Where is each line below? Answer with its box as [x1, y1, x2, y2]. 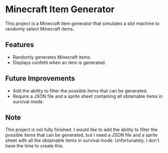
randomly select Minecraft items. [5, 25, 75, 32]
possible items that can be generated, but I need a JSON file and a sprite [5, 132, 158, 138]
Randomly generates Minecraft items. [12, 54, 92, 60]
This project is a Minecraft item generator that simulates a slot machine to [5, 20, 160, 26]
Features [5, 41, 34, 49]
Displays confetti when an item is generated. [12, 59, 106, 66]
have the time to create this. [5, 143, 64, 149]
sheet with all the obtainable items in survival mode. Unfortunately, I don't [5, 137, 160, 143]
